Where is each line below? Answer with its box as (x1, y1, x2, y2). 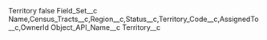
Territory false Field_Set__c (8, 6, 98, 15)
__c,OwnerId (8, 23, 50, 32)
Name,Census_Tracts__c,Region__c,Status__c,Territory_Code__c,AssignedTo (8, 14, 259, 24)
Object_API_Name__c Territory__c (51, 23, 161, 32)
